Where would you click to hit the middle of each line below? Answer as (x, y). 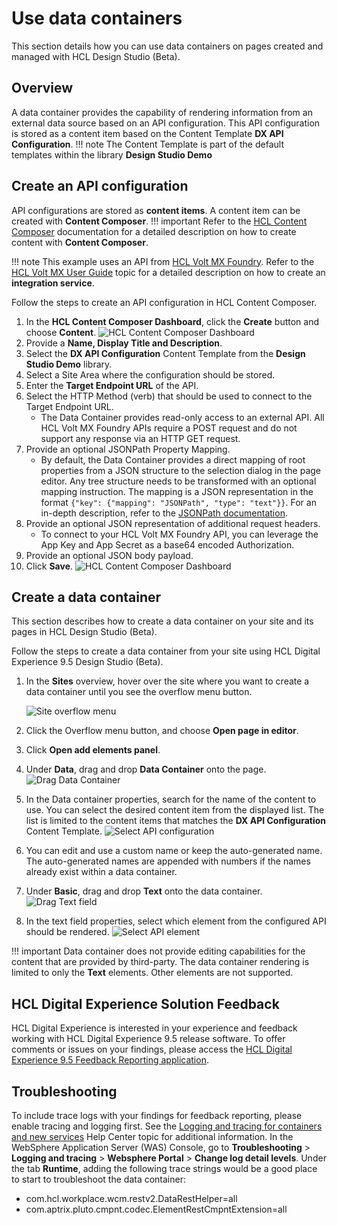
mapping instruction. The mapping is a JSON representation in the (177, 491)
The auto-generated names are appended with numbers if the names (168, 861)
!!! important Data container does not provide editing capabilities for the (158, 951)
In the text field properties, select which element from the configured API (176, 921)
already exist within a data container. (101, 872)
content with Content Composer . (80, 242)
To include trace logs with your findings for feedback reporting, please (157, 1115)
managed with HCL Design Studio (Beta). (96, 56)
